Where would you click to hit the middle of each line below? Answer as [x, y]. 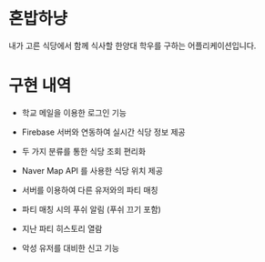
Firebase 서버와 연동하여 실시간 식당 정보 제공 [103, 132]
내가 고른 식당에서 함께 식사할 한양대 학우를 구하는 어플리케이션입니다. [132, 45]
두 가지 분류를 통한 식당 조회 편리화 [84, 151]
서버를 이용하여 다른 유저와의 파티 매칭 [90, 190]
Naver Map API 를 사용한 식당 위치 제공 [92, 170]
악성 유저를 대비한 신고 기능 [71, 247]
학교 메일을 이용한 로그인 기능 [74, 112]
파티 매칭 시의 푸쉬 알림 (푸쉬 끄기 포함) [91, 209]
